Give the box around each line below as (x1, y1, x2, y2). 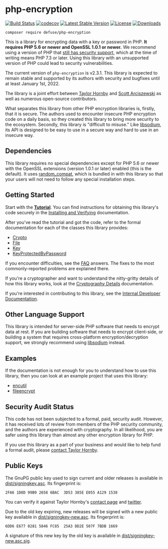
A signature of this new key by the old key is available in (5, 532, 121, 538)
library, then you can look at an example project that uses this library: (5, 373, 148, 379)
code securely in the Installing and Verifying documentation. (5, 209, 129, 215)
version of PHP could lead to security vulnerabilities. (5, 60, 114, 66)
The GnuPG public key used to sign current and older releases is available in (5, 475, 163, 481)
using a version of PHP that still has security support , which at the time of (5, 49, 157, 55)
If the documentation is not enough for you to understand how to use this (5, 367, 156, 373)
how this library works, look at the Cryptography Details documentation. (5, 280, 154, 286)
